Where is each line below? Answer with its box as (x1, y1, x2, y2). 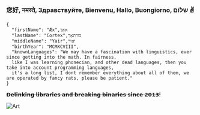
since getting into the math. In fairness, (6, 55, 117, 60)
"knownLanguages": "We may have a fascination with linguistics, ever (11, 49, 192, 55)
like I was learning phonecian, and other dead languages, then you (11, 59, 187, 66)
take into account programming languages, (6, 65, 114, 71)
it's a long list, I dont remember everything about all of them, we (11, 70, 189, 76)
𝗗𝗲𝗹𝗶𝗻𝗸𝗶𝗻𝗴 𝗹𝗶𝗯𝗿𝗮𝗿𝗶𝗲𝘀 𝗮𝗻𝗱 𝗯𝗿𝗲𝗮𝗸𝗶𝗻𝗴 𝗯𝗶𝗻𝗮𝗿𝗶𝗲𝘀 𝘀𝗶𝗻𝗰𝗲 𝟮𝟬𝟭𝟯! (6, 91, 161, 98)
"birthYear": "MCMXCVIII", (11, 44, 79, 50)
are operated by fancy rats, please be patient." (6, 75, 133, 81)
